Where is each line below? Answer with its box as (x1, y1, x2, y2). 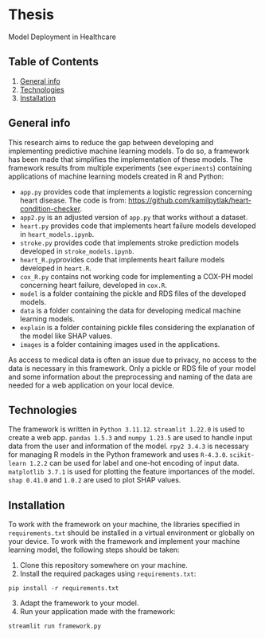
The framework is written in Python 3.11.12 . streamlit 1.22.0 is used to (8, 424, 245, 434)
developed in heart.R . (19, 263, 92, 273)
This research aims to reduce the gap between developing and (8, 137, 214, 147)
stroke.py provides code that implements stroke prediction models (19, 238, 240, 247)
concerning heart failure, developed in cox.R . (19, 280, 167, 289)
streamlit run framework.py (8, 622, 102, 631)
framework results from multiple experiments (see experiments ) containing (8, 163, 252, 172)
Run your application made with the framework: (19, 607, 176, 616)
